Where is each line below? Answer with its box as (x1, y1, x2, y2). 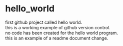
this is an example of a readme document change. (5, 35, 108, 41)
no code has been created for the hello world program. (5, 30, 118, 36)
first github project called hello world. (5, 19, 82, 25)
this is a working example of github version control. (5, 24, 111, 30)
